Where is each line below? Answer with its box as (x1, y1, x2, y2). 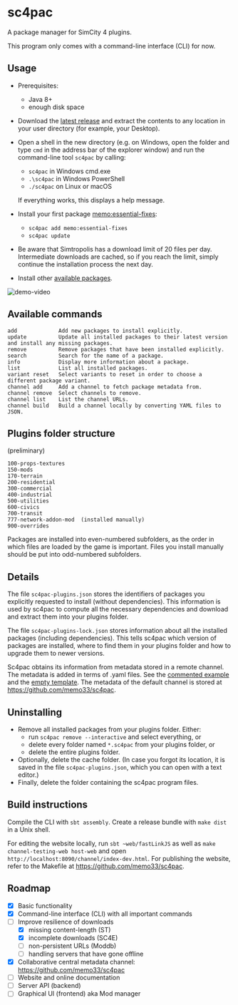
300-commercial (7, 485, 53, 493)
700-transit (7, 510, 43, 517)
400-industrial (7, 491, 53, 499)
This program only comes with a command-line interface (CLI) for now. (7, 41, 216, 50)
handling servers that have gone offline (28, 949, 144, 958)
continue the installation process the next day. (17, 259, 153, 268)
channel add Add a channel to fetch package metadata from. (7, 383, 202, 391)
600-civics (7, 504, 40, 511)
